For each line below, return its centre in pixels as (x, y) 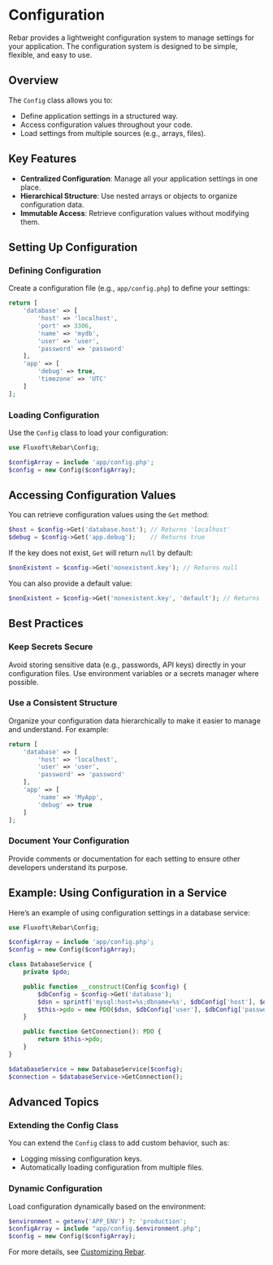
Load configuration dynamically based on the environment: (107, 1206)
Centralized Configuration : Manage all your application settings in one (139, 178)
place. (30, 187)
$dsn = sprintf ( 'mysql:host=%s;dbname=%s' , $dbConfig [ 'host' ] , (147, 1002)
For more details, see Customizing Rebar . (77, 1252)
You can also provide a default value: (70, 583)
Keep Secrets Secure (51, 647)
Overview (34, 80)
